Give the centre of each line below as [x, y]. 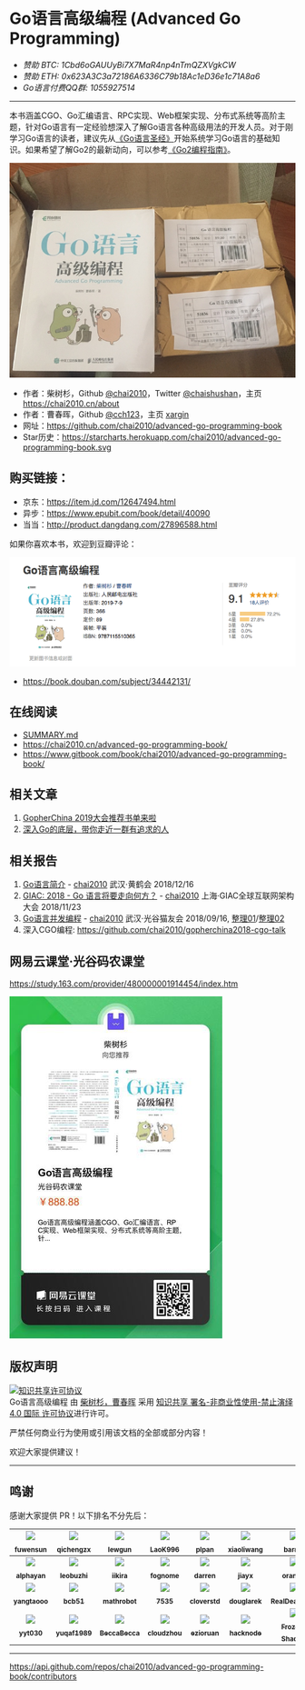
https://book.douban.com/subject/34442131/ [107, 681]
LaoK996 [164, 1550]
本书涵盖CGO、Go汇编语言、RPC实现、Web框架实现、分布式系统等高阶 [144, 115]
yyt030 [30, 1633]
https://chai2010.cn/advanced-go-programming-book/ [125, 744]
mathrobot [120, 1602]
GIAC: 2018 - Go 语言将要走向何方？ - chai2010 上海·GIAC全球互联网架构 [158, 895]
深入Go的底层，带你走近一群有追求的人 [96, 829]
